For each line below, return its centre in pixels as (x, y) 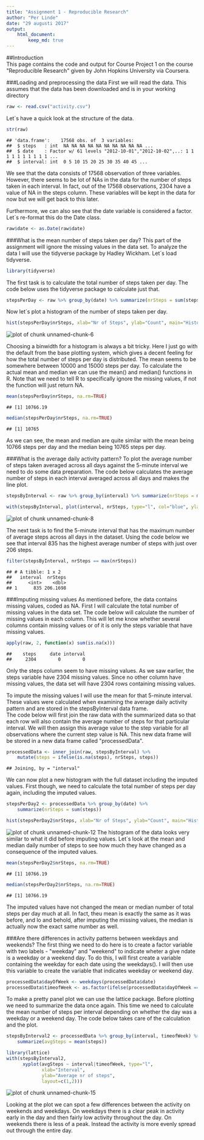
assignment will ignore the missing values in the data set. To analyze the (97, 246)
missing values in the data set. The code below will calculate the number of (100, 612)
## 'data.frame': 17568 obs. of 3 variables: (70, 140)
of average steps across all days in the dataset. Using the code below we (98, 537)
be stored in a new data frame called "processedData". (75, 740)
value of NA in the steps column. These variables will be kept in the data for (101, 192)
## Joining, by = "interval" (43, 769)
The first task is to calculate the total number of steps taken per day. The (97, 282)
